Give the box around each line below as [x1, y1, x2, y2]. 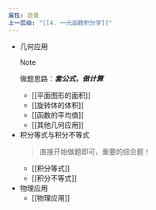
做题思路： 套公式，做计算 [19, 73, 104, 83]
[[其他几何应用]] [31, 120, 85, 129]
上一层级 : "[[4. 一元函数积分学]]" [8, 19, 112, 27]
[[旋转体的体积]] [31, 100, 85, 110]
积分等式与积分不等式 [19, 129, 89, 139]
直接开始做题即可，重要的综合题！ [39, 147, 151, 156]
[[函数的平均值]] [31, 110, 85, 119]
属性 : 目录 [8, 11, 40, 20]
